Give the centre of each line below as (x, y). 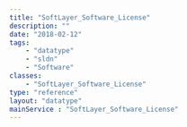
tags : (19, 42)
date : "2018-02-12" (46, 34)
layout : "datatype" (46, 101)
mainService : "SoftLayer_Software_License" (94, 109)
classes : (26, 76)
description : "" (40, 26)
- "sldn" (42, 59)
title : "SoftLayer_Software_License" (80, 17)
